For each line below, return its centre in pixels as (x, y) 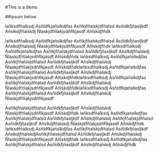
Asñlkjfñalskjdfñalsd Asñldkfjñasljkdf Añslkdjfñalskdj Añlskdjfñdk (71, 144)
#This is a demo (21, 7)
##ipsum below (21, 16)
